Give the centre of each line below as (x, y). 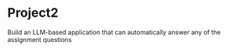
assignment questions (40, 39)
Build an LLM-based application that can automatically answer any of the (114, 32)
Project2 (33, 13)
